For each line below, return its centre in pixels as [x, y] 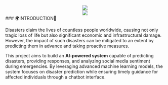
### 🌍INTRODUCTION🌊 [31, 18]
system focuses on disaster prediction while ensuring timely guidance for [82, 72]
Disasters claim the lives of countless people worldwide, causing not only [82, 30]
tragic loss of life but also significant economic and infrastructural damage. [83, 35]
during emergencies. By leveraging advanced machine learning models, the [84, 66]
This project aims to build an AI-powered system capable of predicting [79, 56]
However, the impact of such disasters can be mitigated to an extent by [79, 40]
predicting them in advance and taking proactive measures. [67, 46]
